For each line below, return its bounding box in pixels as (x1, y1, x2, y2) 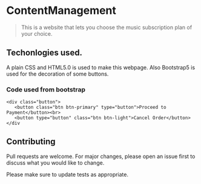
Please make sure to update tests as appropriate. (6, 171, 129, 178)
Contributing (6, 137, 56, 147)
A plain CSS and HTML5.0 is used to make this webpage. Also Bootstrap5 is (6, 64, 196, 71)
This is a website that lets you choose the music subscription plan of (21, 24, 193, 31)
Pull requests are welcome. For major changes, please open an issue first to (6, 153, 196, 160)
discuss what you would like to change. (6, 159, 105, 166)
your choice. (21, 30, 53, 37)
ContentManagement (6, 4, 117, 18)
